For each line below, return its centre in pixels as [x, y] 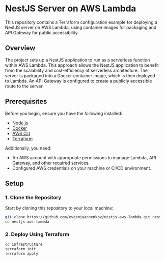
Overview [20, 48]
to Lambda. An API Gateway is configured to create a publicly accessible [79, 81]
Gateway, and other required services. [51, 163]
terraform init [21, 249]
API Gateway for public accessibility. [42, 32]
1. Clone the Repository [33, 197]
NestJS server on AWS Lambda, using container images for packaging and [81, 27]
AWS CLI [21, 133]
